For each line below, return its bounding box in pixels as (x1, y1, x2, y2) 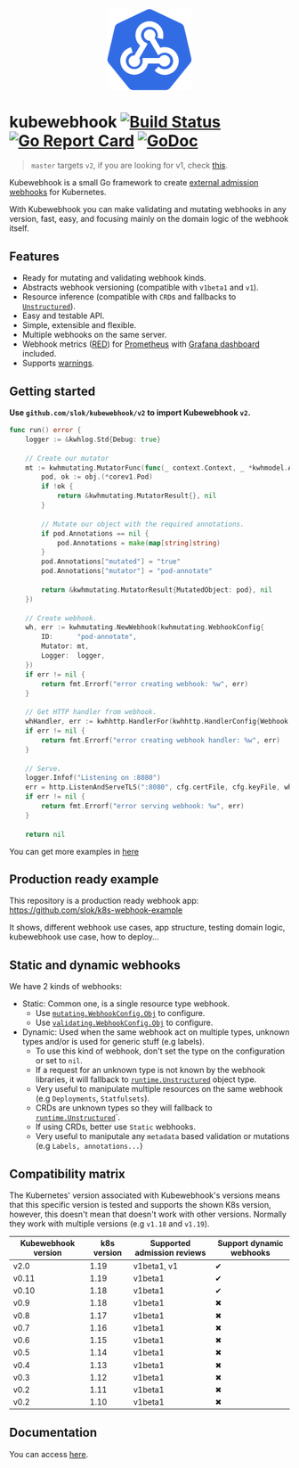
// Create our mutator (25, 454, 109, 463)
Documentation (9, 1425, 98, 1440)
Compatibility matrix (9, 1166, 126, 1181)
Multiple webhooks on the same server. (21, 330, 167, 340)
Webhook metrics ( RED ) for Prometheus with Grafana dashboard (21, 339, 260, 349)
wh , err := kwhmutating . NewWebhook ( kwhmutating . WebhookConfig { (25, 623, 265, 632)
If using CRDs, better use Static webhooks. (35, 1121, 196, 1132)
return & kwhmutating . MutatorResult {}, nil (56, 491, 217, 501)
